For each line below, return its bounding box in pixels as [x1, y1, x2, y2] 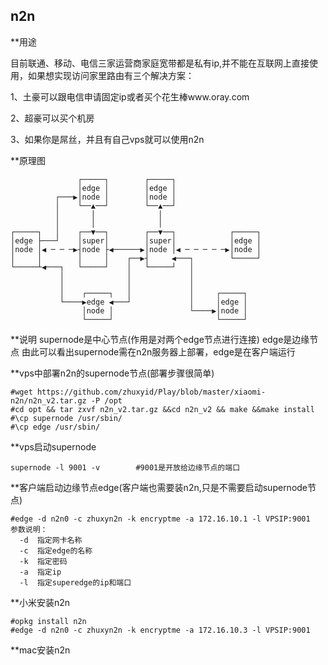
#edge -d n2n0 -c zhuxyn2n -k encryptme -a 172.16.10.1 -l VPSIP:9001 [10, 514, 311, 524]
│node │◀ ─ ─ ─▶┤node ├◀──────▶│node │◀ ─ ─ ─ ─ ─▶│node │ [10, 244, 262, 254]
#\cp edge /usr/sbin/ [10, 422, 101, 432]
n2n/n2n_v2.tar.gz [10, 395, 87, 406]
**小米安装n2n [10, 596, 71, 608]
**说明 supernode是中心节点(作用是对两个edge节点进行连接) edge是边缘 [10, 333, 310, 345]
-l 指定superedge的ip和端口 [19, 577, 132, 588]
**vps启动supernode [10, 440, 97, 453]
